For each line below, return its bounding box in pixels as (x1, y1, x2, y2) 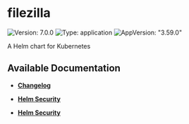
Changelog (17, 81, 51, 89)
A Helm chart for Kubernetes (7, 42, 91, 50)
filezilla (7, 5, 51, 21)
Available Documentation (7, 62, 121, 75)
